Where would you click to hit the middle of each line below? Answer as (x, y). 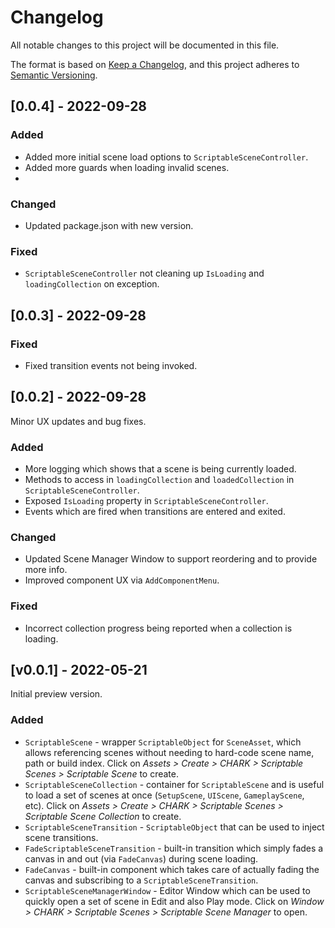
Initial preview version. (56, 694)
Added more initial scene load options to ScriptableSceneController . (166, 157)
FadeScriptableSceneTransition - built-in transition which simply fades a (174, 848)
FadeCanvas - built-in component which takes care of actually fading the (172, 869)
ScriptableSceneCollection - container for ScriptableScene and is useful (174, 784)
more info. (46, 570)
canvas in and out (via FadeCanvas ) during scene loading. (141, 858)
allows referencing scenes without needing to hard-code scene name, (169, 752)
